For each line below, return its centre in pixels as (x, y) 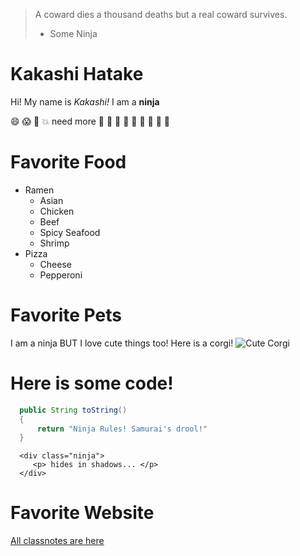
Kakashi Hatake (77, 74)
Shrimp (54, 243)
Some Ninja (73, 33)
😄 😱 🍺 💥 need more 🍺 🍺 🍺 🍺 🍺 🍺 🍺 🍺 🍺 (90, 121)
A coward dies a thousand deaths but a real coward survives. (161, 14)
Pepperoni (61, 275)
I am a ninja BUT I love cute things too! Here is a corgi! (122, 343)
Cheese (55, 264)
